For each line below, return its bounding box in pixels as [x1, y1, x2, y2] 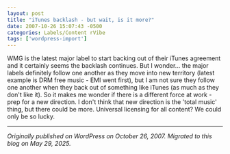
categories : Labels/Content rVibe [7, 29, 106, 36]
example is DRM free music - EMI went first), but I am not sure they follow [7, 76, 216, 84]
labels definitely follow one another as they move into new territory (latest [7, 69, 215, 77]
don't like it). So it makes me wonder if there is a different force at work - [7, 90, 212, 99]
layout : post [7, 10, 44, 17]
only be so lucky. [7, 112, 55, 120]
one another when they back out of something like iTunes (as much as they [7, 84, 219, 92]
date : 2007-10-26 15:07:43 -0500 [7, 23, 103, 29]
